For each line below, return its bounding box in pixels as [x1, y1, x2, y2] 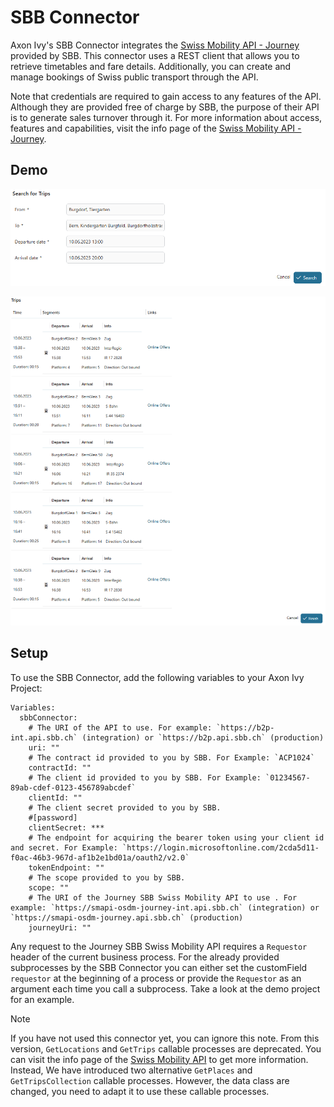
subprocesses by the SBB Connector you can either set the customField [10, 961, 308, 973]
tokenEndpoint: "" [28, 862, 105, 873]
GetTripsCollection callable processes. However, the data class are [10, 1074, 290, 1086]
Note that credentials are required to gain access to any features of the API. [10, 90, 322, 102]
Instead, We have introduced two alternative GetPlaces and [10, 1064, 253, 1076]
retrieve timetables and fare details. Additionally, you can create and [10, 60, 292, 72]
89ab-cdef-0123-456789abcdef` [10, 782, 137, 793]
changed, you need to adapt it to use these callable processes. [10, 1085, 270, 1097]
